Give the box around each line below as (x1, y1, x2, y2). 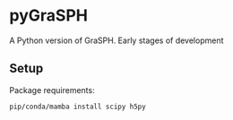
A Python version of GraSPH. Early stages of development (9, 35, 224, 46)
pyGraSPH (9, 5, 88, 26)
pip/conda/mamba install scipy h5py (9, 102, 146, 111)
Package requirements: (9, 84, 96, 95)
